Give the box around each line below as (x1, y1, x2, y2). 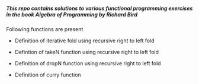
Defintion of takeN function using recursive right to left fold (14, 48, 159, 55)
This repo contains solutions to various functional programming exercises (6, 5, 193, 12)
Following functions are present (6, 25, 84, 32)
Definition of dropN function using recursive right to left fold (14, 59, 161, 67)
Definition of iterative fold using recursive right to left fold (14, 37, 155, 44)
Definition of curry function (14, 71, 81, 78)
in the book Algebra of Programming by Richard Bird (6, 11, 138, 18)
